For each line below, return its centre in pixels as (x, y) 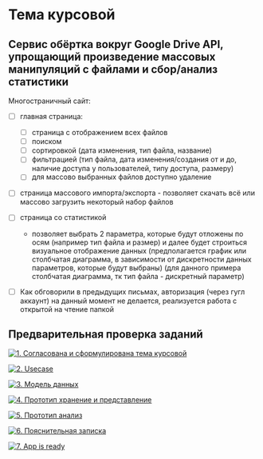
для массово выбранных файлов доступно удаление (122, 177)
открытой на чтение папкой (67, 309)
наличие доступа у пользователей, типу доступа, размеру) (133, 169)
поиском (47, 142)
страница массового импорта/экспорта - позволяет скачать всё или (137, 193)
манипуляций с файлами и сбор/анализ (113, 69)
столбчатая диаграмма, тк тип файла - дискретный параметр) (138, 276)
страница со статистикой (63, 218)
